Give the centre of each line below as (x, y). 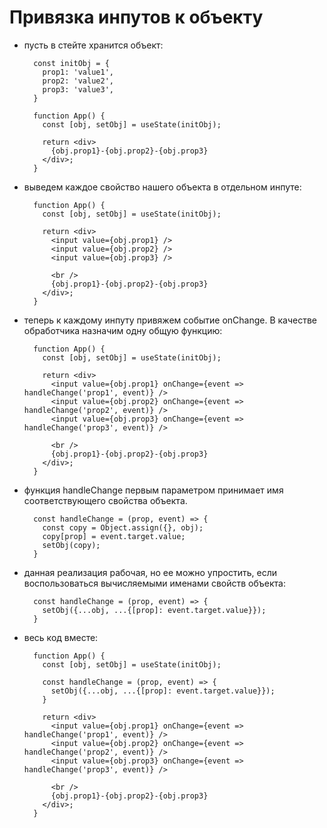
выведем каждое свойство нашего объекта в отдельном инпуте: (162, 187)
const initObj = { (71, 63)
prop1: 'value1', (78, 72)
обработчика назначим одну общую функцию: (123, 330)
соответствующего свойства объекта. (105, 500)
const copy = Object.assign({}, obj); (123, 527)
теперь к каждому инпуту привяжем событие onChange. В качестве (170, 320)
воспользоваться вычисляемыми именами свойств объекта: (154, 583)
